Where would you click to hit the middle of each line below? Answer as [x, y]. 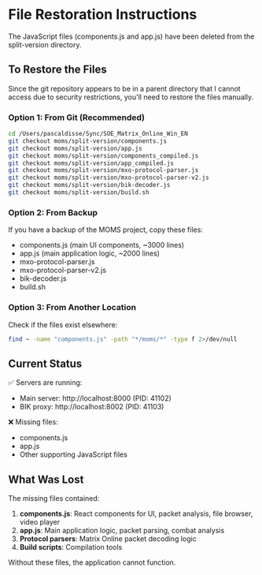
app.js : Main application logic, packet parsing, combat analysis [122, 531]
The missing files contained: [54, 498]
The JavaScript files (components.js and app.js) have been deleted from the [131, 36]
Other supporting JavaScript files [73, 454]
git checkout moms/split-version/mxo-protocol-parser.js [103, 170]
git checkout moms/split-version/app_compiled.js [91, 163]
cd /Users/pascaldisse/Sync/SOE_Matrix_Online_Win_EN [98, 134]
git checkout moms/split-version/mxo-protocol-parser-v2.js [109, 178]
